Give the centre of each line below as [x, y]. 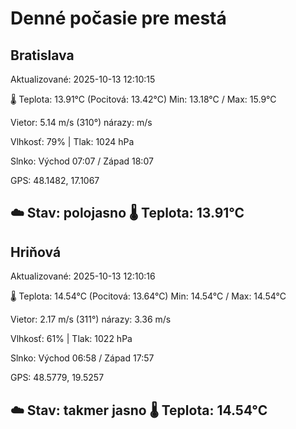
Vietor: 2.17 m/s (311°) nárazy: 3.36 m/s [91, 319]
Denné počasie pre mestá [118, 18]
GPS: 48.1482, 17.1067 [55, 180]
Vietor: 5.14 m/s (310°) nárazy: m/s [81, 122]
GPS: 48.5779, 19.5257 [57, 378]
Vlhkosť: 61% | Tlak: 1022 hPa [71, 339]
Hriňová [36, 252]
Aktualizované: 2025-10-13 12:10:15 [83, 79]
